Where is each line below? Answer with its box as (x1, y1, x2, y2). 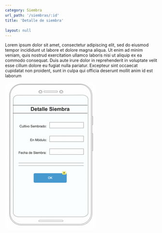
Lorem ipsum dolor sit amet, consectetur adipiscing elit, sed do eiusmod (5, 42, 149, 48)
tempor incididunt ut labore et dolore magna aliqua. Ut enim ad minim (5, 47, 143, 53)
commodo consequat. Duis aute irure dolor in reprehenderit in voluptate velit (5, 58, 157, 63)
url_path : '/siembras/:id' (5, 13, 59, 18)
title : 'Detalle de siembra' (5, 18, 64, 23)
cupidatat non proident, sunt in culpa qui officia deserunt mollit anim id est (5, 68, 153, 73)
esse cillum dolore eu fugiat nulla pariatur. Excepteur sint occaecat (5, 63, 138, 69)
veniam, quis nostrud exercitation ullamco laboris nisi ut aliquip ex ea (5, 52, 142, 58)
